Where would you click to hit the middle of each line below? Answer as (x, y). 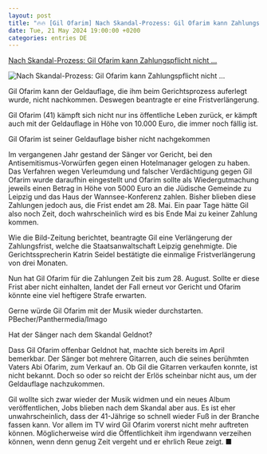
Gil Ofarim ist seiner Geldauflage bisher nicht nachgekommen (109, 139)
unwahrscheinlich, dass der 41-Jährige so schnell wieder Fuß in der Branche (134, 417)
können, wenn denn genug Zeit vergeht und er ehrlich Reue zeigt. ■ (120, 442)
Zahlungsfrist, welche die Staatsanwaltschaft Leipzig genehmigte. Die (123, 246)
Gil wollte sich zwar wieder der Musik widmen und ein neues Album (120, 400)
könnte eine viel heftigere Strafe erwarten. (78, 295)
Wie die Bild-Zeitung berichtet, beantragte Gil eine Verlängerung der (120, 238)
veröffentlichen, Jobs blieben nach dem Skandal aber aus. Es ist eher (122, 408)
